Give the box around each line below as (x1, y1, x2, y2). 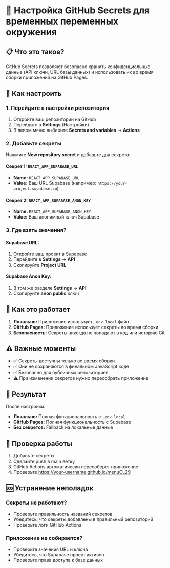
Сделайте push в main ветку (13, 458, 75, 464)
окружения (6, 27, 57, 38)
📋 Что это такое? (6, 47, 65, 56)
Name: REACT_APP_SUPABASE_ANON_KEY (13, 208, 91, 214)
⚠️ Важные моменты (6, 344, 76, 353)
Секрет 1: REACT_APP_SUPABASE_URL (6, 163, 79, 169)
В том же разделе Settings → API (13, 285, 87, 291)
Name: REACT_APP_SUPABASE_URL (13, 174, 80, 181)
